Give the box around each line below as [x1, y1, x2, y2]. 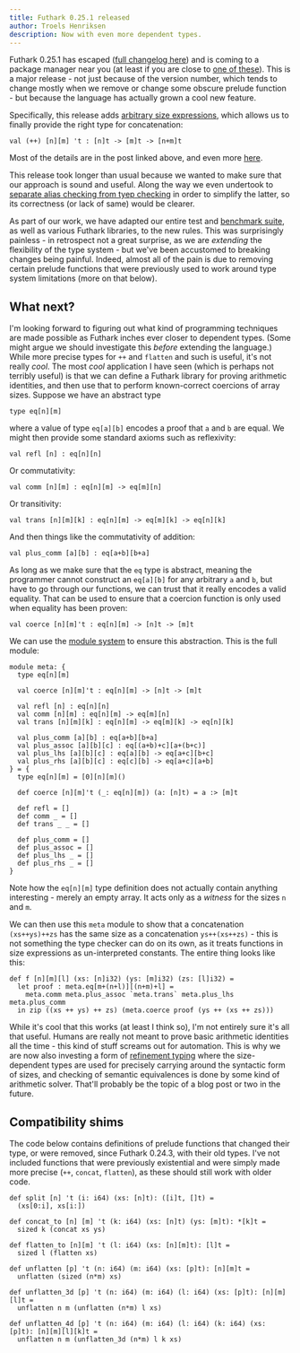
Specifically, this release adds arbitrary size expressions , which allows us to [9, 109, 289, 121]
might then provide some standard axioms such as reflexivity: [9, 432, 236, 443]
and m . [9, 902, 32, 912]
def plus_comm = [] [17, 835, 90, 844]
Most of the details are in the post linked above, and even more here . [9, 153, 263, 163]
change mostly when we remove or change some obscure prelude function [9, 83, 287, 94]
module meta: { [9, 663, 66, 672]
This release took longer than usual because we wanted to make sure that [9, 170, 282, 180]
